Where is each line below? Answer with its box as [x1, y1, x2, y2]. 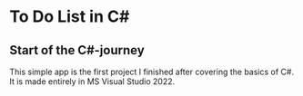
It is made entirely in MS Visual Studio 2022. [9, 76, 176, 87]
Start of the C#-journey [9, 43, 146, 58]
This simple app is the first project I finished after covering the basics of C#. [9, 66, 294, 77]
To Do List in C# [9, 6, 130, 27]
